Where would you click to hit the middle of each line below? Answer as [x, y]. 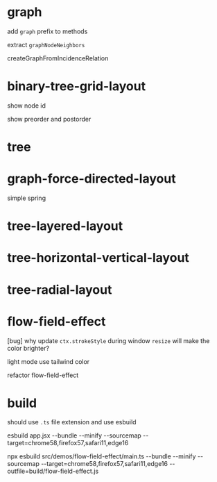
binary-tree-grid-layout [77, 86]
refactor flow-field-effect [43, 375]
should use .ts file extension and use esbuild [72, 422]
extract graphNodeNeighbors [46, 44]
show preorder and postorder [49, 119]
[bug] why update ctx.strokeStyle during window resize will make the [108, 340]
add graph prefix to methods [47, 31]
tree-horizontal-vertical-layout [98, 258]
